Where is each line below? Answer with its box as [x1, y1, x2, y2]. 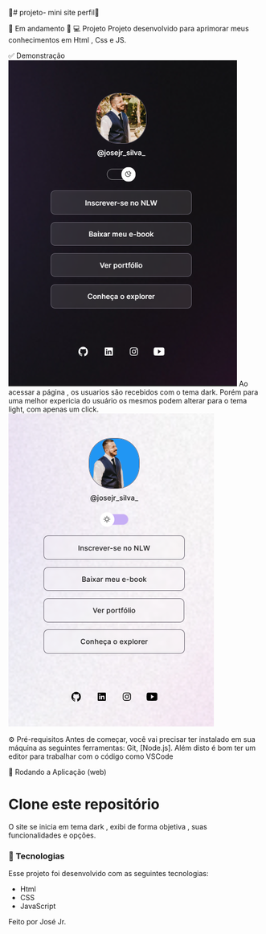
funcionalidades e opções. [8, 830, 96, 840]
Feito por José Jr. [8, 917, 67, 927]
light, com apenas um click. [8, 404, 99, 414]
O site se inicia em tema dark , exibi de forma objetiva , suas [8, 821, 207, 831]
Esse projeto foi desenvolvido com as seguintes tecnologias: [8, 869, 209, 879]
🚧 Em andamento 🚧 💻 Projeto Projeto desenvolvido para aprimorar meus [8, 24, 249, 33]
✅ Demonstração [8, 51, 66, 60]
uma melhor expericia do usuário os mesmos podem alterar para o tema [8, 396, 248, 405]
